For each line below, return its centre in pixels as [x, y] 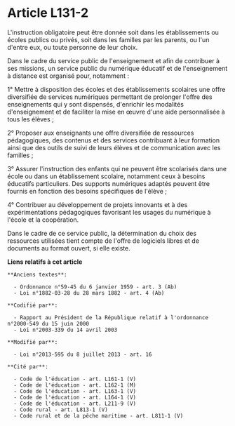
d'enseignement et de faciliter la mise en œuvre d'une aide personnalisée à [116, 112]
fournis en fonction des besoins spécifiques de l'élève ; [87, 191]
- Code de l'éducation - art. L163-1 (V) [75, 391]
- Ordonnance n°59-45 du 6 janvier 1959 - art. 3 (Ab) [95, 287]
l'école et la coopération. [43, 220]
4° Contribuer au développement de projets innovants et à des [98, 204]
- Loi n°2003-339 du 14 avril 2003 [66, 330]
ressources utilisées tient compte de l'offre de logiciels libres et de [103, 241]
